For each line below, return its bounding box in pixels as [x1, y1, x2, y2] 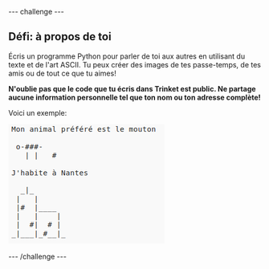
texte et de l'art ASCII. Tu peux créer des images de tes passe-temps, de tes [8, 59, 261, 69]
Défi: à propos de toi [8, 30, 112, 43]
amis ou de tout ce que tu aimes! [8, 68, 116, 78]
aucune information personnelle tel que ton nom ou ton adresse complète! [8, 92, 261, 102]
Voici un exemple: [8, 108, 67, 117]
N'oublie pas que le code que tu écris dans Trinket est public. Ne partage [8, 84, 256, 93]
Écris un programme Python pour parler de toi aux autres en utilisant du [8, 51, 246, 61]
